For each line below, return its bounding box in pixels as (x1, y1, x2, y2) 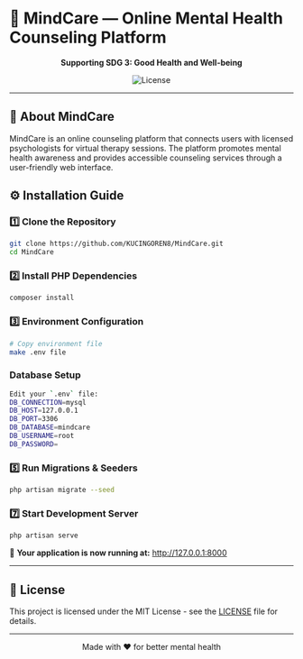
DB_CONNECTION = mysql (9, 398, 87, 407)
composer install (9, 293, 75, 303)
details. (9, 615, 37, 626)
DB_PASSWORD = (9, 439, 59, 449)
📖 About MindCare (9, 109, 115, 124)
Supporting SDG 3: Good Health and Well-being (60, 57, 243, 68)
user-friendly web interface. (9, 161, 114, 172)
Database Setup (9, 369, 81, 381)
